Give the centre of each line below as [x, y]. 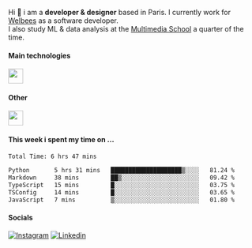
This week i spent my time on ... [61, 139]
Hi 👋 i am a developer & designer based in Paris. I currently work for [120, 12]
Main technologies [39, 55]
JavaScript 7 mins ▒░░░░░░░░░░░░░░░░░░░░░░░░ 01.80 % [122, 200]
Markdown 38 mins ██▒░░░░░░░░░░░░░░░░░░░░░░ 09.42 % [122, 178]
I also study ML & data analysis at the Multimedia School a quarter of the [126, 29]
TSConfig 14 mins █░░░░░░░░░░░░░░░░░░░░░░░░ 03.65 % [122, 193]
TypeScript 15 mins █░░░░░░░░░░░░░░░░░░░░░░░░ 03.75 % [122, 186]
